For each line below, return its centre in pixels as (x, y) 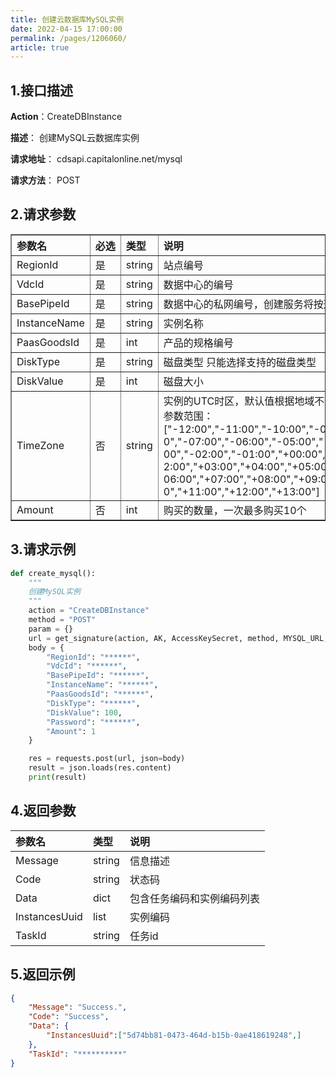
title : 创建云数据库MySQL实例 (67, 19)
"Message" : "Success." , (78, 1007)
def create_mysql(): (53, 573)
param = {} (51, 629)
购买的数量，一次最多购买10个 (235, 510)
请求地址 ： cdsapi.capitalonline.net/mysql (96, 159)
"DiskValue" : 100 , (84, 712)
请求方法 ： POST (45, 180)
